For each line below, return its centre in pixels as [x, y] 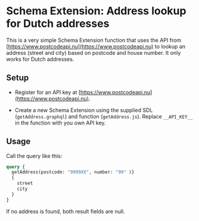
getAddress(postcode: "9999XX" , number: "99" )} [73, 172]
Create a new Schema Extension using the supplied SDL [84, 110]
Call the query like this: [34, 155]
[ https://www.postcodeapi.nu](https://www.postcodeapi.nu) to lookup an [96, 46]
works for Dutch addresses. [40, 59]
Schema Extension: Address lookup [96, 11]
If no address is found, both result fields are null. [66, 211]
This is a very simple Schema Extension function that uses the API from [94, 40]
